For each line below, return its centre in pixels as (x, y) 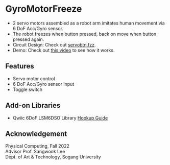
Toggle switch (27, 89)
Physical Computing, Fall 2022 (38, 146)
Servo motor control (34, 78)
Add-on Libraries (33, 105)
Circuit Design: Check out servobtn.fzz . (54, 44)
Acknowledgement (36, 134)
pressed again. (28, 39)
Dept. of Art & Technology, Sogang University (53, 157)
